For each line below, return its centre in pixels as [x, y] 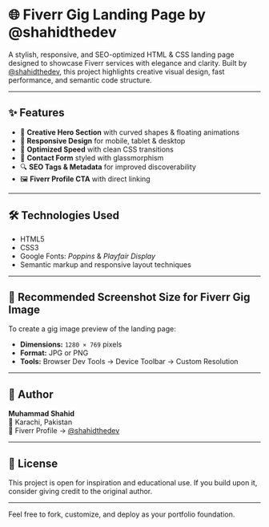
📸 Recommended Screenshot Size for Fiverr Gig [129, 297]
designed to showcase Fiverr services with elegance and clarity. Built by [128, 63]
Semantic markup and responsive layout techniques [106, 264]
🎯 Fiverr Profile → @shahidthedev [64, 431]
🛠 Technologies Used [64, 215]
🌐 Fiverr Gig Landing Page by [107, 15]
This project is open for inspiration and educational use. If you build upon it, [133, 482]
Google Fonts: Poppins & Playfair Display [88, 256]
